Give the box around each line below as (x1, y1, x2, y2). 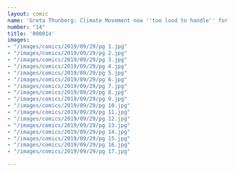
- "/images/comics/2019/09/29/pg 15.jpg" (7, 135, 131, 142)
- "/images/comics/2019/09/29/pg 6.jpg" (7, 75, 128, 83)
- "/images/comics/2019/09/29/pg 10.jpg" (7, 102, 131, 109)
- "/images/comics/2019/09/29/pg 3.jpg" (7, 56, 128, 63)
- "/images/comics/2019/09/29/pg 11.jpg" (7, 109, 131, 116)
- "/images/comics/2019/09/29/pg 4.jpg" (7, 63, 128, 70)
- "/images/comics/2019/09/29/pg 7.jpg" (7, 82, 128, 90)
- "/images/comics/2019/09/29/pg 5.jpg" (7, 69, 128, 76)
